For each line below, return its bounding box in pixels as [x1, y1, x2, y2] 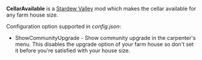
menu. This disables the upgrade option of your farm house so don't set [14, 41, 194, 48]
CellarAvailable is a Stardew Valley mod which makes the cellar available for [6, 5, 197, 12]
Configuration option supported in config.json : [6, 23, 122, 30]
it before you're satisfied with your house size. [14, 47, 131, 54]
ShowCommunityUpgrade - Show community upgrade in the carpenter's [14, 34, 196, 41]
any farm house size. [6, 11, 58, 18]
